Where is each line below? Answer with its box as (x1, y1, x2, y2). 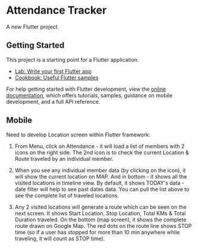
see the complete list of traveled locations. (14, 192, 120, 199)
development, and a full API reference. (6, 98, 100, 105)
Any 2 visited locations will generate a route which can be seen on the (14, 203, 187, 211)
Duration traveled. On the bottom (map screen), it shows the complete (14, 216, 187, 223)
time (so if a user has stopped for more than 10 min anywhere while (14, 228, 180, 236)
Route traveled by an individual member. (14, 155, 114, 162)
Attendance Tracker (6, 4, 107, 17)
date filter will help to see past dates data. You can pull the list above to (14, 185, 190, 193)
